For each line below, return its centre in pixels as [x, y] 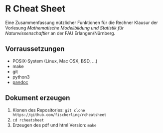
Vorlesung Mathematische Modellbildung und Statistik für [64, 27]
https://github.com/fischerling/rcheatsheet [59, 115]
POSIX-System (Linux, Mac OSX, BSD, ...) [55, 61]
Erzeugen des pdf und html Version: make [54, 125]
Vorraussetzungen [35, 49]
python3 [21, 77]
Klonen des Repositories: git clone [49, 110]
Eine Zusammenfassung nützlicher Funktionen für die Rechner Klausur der [81, 22]
